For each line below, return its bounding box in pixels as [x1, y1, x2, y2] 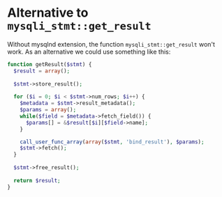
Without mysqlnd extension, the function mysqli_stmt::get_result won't [7, 40, 215, 48]
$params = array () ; [20, 107, 77, 113]
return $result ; [13, 177, 61, 184]
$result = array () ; [13, 68, 71, 74]
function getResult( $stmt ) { [7, 61, 92, 68]
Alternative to [7, 5, 89, 21]
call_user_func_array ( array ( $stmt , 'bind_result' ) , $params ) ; [20, 138, 205, 145]
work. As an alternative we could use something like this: [7, 47, 171, 56]
